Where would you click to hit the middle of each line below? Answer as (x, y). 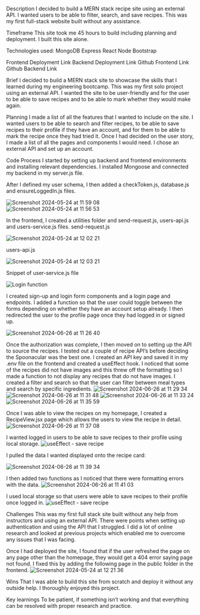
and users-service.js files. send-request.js (58, 227)
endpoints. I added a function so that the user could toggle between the (94, 302)
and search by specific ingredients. (49, 389)
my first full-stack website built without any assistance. (74, 21)
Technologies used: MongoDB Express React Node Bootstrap (81, 51)
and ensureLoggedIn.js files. (41, 191)
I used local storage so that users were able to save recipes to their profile (97, 496)
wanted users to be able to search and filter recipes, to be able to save (93, 123)
